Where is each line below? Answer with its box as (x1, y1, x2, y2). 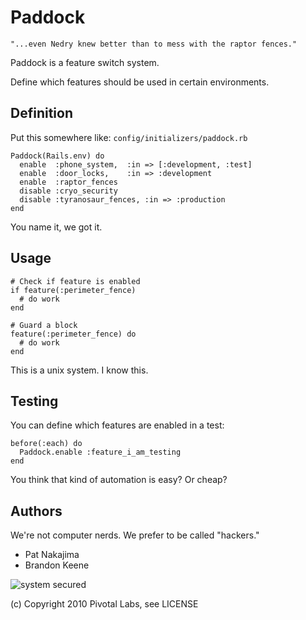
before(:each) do (10, 439, 83, 449)
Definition (10, 105, 73, 122)
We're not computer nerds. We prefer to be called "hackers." (10, 529, 260, 541)
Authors (10, 502, 63, 520)
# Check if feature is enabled (10, 276, 141, 286)
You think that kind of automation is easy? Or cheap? (10, 474, 228, 486)
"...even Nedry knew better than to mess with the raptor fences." (10, 39, 298, 49)
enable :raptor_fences (19, 177, 118, 187)
